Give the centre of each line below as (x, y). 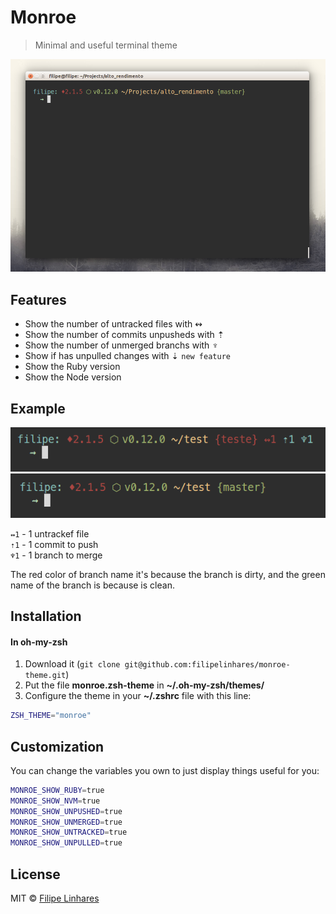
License (35, 874)
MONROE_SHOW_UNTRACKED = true (69, 832)
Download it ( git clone (72, 664)
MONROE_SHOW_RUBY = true (57, 790)
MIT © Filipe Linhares (55, 898)
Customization (57, 746)
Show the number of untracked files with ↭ (113, 324)
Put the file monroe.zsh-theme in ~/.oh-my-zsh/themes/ (144, 685)
